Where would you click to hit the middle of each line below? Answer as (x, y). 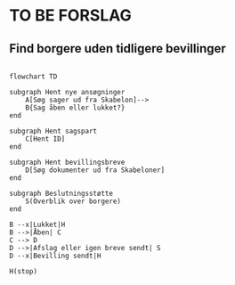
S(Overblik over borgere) (73, 201)
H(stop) (24, 272)
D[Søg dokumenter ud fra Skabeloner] (95, 170)
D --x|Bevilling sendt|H (55, 256)
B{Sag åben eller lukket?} (75, 108)
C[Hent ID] (45, 139)
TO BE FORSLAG (70, 16)
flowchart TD (33, 77)
